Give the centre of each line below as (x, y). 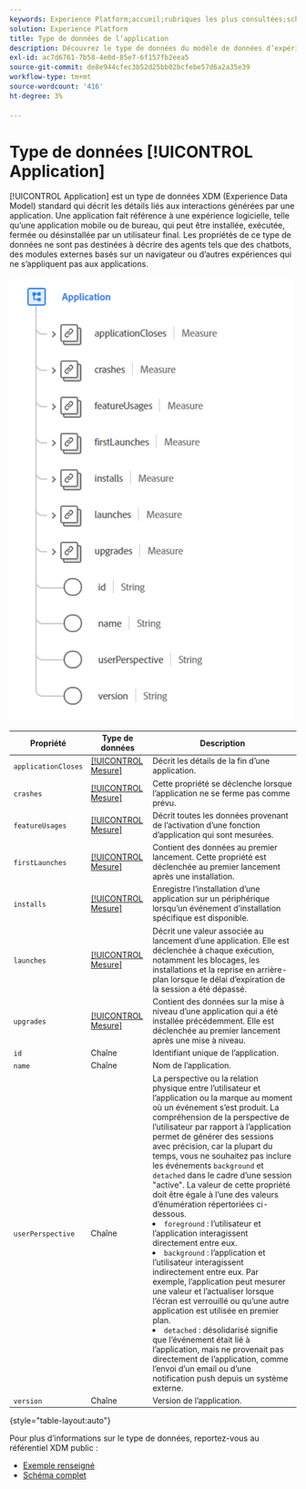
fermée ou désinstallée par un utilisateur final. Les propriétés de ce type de (150, 235)
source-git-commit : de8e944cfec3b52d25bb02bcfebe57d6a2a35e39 (130, 67)
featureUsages (40, 826)
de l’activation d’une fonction (207, 825)
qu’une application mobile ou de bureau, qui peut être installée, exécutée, (147, 225)
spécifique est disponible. (200, 918)
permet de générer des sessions (213, 1136)
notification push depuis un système (220, 1378)
